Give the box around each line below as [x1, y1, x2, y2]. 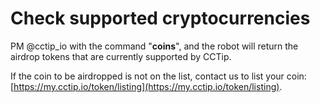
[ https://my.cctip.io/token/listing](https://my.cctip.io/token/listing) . [10, 80, 283, 92]
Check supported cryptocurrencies [10, 7, 311, 30]
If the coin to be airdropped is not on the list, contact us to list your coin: [10, 70, 307, 82]
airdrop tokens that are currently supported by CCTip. [10, 50, 232, 62]
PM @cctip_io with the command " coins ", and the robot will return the [10, 40, 299, 52]
